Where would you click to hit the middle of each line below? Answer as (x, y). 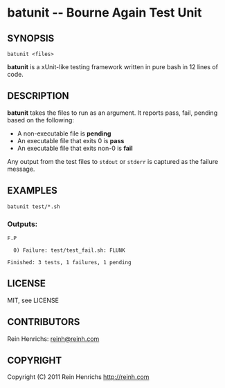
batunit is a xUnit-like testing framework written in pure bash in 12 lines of (113, 67)
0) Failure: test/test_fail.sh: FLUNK (70, 250)
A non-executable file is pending (64, 133)
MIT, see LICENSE (33, 300)
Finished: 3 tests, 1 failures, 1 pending (69, 262)
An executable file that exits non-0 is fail (75, 148)
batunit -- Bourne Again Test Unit (105, 13)
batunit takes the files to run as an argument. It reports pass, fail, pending (112, 113)
